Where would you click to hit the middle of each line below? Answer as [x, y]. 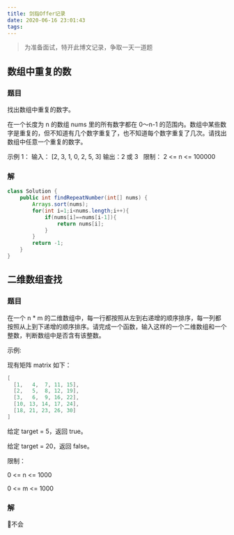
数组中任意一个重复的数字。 [47, 142]
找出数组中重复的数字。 [41, 110]
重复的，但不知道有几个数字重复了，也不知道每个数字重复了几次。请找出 [123, 133]
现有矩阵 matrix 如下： [39, 365]
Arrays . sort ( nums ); [61, 204]
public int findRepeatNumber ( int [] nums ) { [84, 198]
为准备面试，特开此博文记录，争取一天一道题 [88, 47]
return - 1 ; [48, 243]
